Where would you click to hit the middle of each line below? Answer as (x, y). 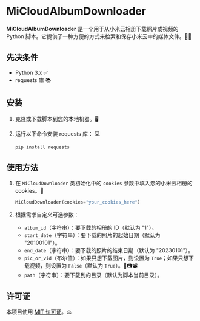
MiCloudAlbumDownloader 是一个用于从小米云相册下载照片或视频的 (92, 29)
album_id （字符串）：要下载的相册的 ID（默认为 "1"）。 (91, 228)
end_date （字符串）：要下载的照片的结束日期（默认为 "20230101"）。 (109, 250)
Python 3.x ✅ (32, 72)
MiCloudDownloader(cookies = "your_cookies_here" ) (78, 202)
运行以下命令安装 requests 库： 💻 (58, 133)
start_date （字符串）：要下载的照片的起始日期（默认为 (92, 235)
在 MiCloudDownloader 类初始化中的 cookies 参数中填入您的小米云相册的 (104, 183)
